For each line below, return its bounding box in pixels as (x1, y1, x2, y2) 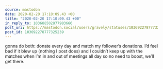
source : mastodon (5, 7, 40, 12)
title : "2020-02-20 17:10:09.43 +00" (5, 16, 81, 21)
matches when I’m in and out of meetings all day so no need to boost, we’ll (5, 53, 154, 59)
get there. (5, 59, 25, 64)
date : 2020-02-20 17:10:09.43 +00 (5, 12, 75, 17)
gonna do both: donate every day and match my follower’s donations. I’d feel (5, 43, 158, 49)
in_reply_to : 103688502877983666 (5, 20, 73, 26)
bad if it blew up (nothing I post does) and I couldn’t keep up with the (5, 48, 143, 54)
